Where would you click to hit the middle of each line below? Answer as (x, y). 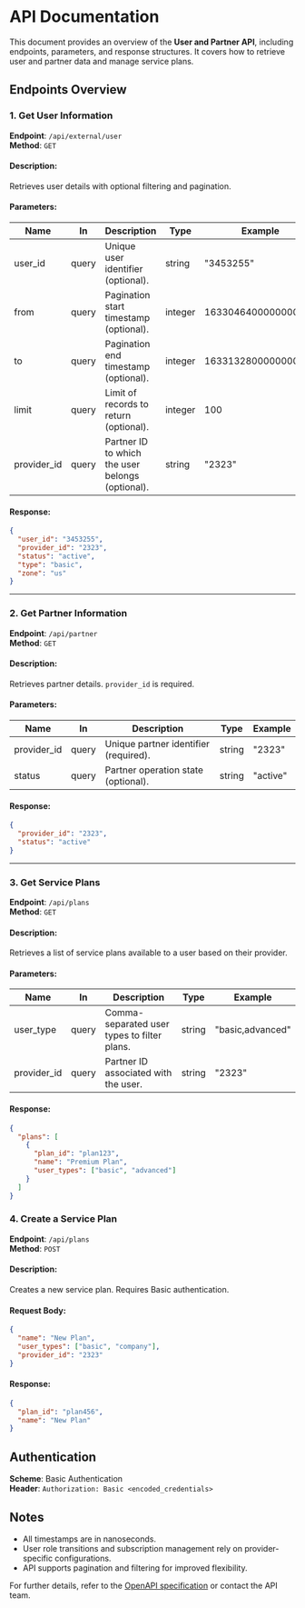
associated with (138, 1073)
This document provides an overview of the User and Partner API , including (152, 42)
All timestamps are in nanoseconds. (89, 1539)
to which (123, 454)
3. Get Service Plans (55, 882)
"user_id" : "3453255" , (60, 539)
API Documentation (84, 17)
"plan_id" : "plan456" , (60, 1412)
